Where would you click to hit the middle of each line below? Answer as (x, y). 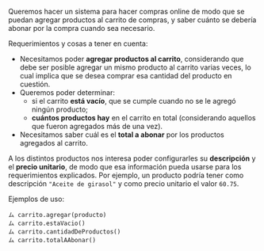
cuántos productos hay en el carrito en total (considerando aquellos (143, 118)
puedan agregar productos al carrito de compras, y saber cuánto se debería (132, 20)
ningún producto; (60, 109)
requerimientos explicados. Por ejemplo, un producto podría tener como (126, 175)
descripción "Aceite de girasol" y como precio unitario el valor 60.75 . (124, 184)
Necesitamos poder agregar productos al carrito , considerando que (132, 59)
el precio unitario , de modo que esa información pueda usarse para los (125, 167)
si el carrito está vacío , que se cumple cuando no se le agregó (134, 101)
